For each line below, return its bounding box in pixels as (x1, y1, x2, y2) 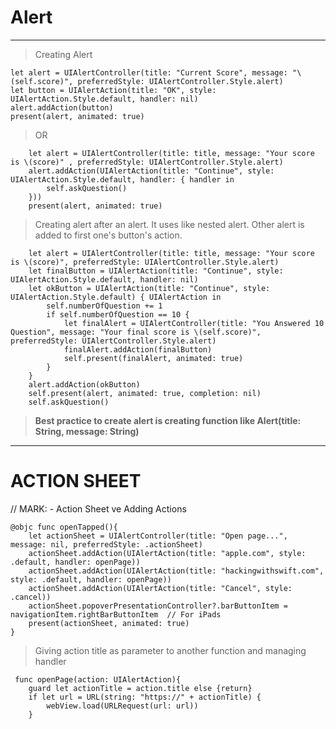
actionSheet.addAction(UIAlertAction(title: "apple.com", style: (28, 548, 307, 558)
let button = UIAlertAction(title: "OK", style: (10, 85, 217, 95)
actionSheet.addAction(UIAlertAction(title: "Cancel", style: (28, 583, 293, 593)
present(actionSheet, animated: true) (28, 618, 190, 628)
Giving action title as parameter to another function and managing (34, 644, 307, 656)
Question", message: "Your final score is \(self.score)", (10, 327, 262, 337)
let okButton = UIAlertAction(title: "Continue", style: (28, 283, 271, 293)
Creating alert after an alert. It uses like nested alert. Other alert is (34, 218, 305, 230)
